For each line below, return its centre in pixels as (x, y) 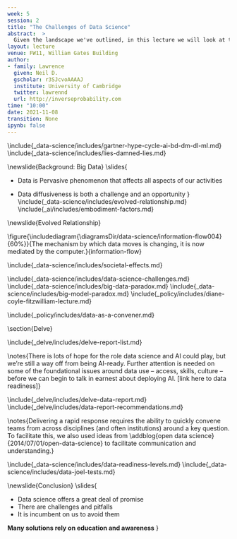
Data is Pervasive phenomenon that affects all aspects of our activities (120, 180)
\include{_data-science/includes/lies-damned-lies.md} (87, 153)
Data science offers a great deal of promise (80, 499)
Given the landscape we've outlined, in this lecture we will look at (120, 40)
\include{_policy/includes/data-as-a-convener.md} (81, 315)
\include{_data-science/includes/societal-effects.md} (85, 265)
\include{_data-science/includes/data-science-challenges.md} (99, 279)
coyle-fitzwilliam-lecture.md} (49, 301)
